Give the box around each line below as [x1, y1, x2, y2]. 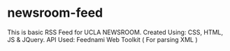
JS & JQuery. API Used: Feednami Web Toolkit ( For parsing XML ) [7, 35, 198, 43]
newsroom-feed [7, 5, 103, 21]
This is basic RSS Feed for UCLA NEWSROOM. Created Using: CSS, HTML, [7, 28, 224, 36]
